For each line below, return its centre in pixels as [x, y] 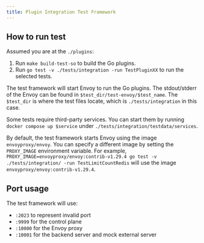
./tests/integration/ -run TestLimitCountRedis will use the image [91, 163]
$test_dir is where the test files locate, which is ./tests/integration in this [102, 101]
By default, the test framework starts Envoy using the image [82, 138]
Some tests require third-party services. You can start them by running [95, 119]
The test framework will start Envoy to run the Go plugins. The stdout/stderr [102, 88]
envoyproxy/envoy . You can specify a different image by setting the [90, 144]
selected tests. [34, 77]
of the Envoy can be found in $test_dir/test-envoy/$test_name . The [92, 95]
